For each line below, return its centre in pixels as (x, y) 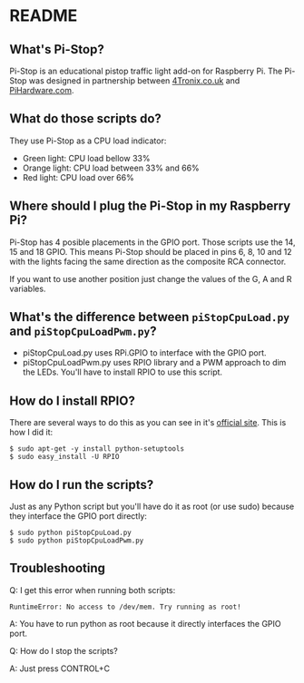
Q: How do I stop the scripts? (64, 650)
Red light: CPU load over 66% (78, 177)
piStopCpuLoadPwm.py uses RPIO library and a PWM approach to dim (154, 363)
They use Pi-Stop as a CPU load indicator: (88, 141)
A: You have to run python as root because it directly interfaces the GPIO (145, 623)
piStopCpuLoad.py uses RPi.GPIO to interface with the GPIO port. (144, 353)
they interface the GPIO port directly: (78, 516)
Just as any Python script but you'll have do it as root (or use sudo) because (152, 507)
